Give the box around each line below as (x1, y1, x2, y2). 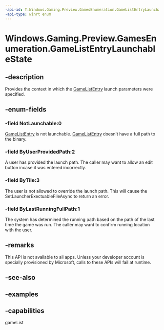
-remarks (5, 241, 34, 249)
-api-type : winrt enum (5, 12, 51, 17)
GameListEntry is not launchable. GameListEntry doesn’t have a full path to (5, 131, 155, 137)
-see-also (5, 273, 36, 282)
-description (5, 73, 44, 81)
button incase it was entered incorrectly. (5, 165, 86, 171)
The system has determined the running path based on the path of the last (5, 217, 155, 222)
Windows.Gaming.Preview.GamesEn (5, 33, 157, 44)
